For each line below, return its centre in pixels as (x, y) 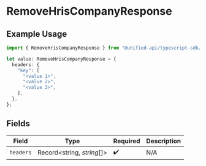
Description (164, 141)
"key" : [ (29, 70)
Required (127, 141)
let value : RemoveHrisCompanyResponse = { (61, 59)
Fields (18, 124)
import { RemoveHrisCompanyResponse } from (63, 48)
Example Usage (37, 34)
